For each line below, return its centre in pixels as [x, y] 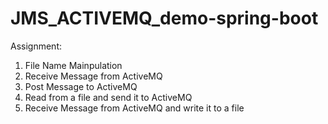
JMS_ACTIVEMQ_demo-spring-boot [164, 18]
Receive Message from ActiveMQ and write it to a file [134, 108]
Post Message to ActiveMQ [81, 86]
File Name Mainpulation [73, 65]
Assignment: [36, 46]
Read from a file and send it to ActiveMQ [108, 97]
